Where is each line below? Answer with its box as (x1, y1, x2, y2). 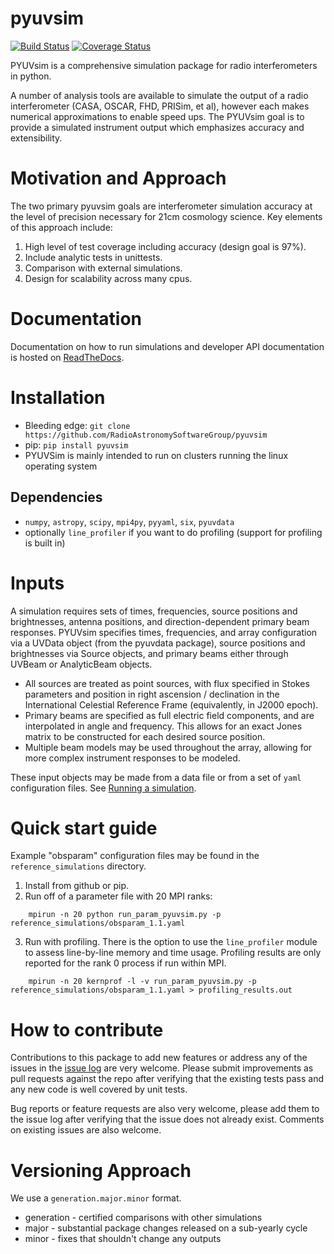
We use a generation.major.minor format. (10, 1192, 182, 1204)
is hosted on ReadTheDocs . (10, 351, 125, 363)
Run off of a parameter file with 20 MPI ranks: (24, 890, 213, 902)
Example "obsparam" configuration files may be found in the (10, 850, 260, 862)
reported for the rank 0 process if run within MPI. (24, 957, 227, 969)
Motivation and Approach (10, 167, 227, 190)
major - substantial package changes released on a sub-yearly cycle (24, 1222, 308, 1234)
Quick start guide (10, 817, 158, 839)
